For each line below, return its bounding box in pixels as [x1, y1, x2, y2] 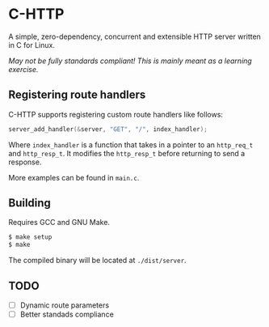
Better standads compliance [19, 309, 115, 320]
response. [8, 157, 42, 167]
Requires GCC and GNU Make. [8, 218, 111, 227]
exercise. [8, 64, 39, 74]
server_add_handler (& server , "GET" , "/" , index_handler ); [8, 125, 208, 134]
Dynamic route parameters [19, 300, 110, 310]
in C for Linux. [8, 40, 55, 49]
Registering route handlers [8, 88, 146, 102]
